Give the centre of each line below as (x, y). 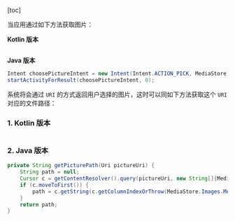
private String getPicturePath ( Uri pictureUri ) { (81, 166)
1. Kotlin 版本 (29, 123)
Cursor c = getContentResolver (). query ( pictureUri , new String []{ (119, 179)
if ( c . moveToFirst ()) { (55, 185)
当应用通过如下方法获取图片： (50, 24)
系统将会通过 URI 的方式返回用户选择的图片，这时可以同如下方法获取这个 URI (117, 94)
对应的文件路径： (32, 103)
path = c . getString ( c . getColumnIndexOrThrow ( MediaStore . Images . (128, 192)
